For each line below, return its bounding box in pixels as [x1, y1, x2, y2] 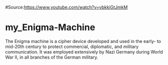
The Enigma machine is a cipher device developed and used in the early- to [5, 38, 161, 44]
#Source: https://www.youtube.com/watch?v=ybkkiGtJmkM [5, 4, 128, 10]
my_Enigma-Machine [5, 22, 95, 33]
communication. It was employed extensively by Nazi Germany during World [5, 48, 163, 54]
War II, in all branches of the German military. [5, 54, 99, 60]
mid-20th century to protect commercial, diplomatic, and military [5, 43, 139, 49]
